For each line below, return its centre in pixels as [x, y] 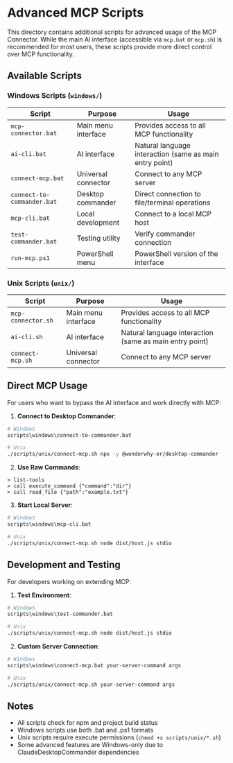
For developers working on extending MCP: [69, 581]
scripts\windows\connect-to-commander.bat [69, 435]
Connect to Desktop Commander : [67, 416]
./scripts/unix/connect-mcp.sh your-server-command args [91, 685]
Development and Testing [64, 565]
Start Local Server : [45, 505]
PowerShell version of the [176, 253]
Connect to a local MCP [173, 214]
